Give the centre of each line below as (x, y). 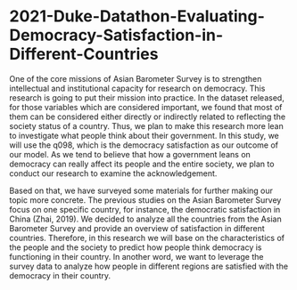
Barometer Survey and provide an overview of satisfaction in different (137, 228)
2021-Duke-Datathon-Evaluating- (137, 16)
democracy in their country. (60, 275)
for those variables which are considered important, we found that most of (146, 107)
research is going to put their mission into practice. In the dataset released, (147, 97)
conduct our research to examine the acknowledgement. (113, 173)
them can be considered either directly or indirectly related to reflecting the (148, 117)
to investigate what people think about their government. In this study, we (144, 135)
